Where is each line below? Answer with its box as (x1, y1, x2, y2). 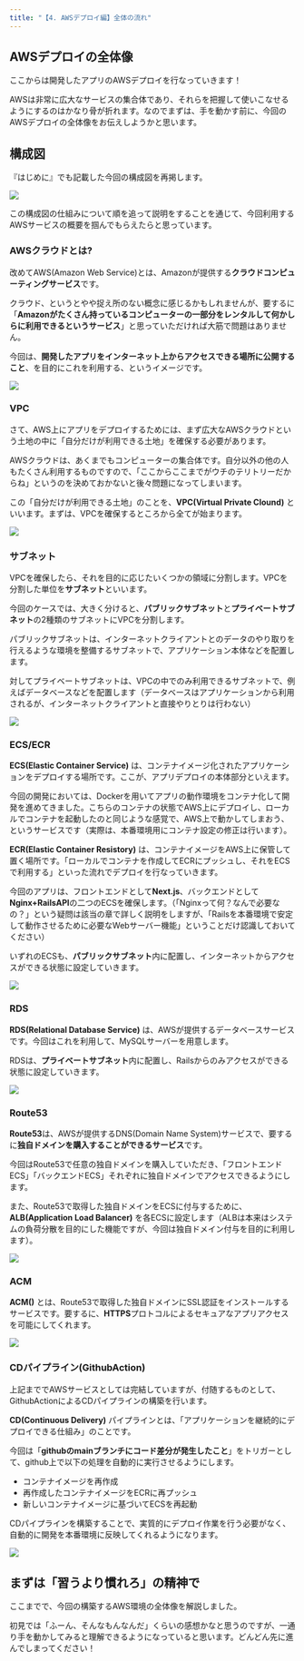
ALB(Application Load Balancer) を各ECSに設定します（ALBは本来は (9, 1213, 270, 1224)
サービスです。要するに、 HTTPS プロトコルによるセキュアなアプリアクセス (9, 1308, 289, 1319)
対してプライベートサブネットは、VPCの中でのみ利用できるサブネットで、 (9, 675, 288, 686)
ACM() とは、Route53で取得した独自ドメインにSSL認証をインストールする (9, 1297, 289, 1308)
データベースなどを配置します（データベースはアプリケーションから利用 (25, 687, 295, 698)
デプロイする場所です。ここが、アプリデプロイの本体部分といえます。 (33, 772, 294, 782)
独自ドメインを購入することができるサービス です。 (17, 1140, 208, 1151)
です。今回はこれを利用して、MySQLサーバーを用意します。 (9, 1036, 234, 1047)
